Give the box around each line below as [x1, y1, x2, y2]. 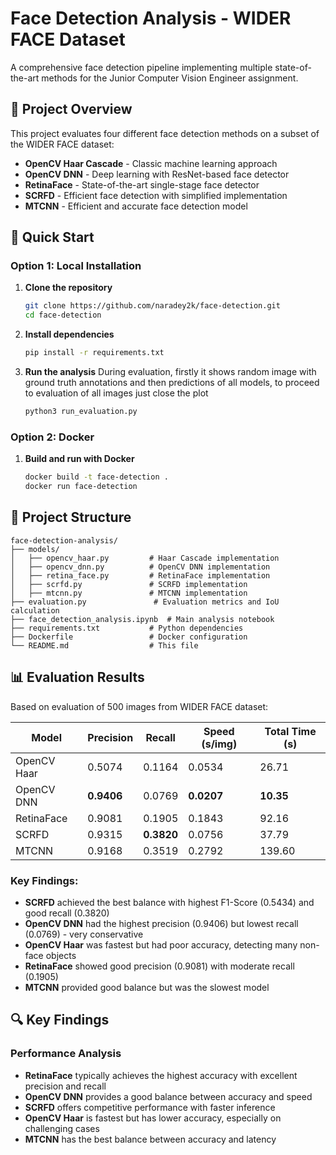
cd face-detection [24, 310, 102, 321]
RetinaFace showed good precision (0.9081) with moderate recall [24, 960, 295, 972]
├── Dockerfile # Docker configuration [10, 632, 248, 642]
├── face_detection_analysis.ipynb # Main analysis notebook [10, 614, 275, 624]
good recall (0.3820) [24, 907, 110, 919]
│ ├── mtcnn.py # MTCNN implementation [10, 588, 248, 598]
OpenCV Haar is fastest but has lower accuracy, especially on [24, 1112, 282, 1124]
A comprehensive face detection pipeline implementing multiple [10, 61, 273, 73]
